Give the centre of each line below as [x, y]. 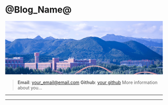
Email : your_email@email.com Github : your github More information [87, 82]
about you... [30, 87]
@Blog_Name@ [38, 10]
